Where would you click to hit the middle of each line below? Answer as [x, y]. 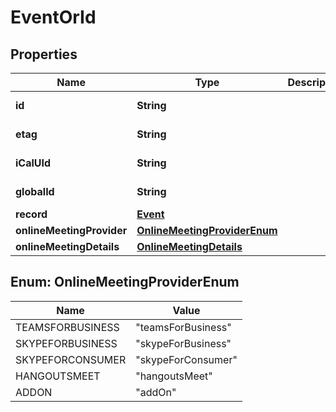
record [31, 214]
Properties [44, 54]
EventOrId [53, 17]
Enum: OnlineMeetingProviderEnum [125, 282]
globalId [35, 191]
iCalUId [33, 163]
